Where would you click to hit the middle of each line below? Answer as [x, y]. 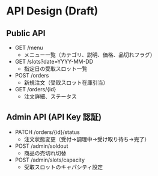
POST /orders [32, 75]
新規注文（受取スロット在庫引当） [66, 83]
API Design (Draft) [52, 11]
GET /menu [29, 47]
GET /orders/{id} [35, 89]
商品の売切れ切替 [45, 153]
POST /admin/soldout [41, 146]
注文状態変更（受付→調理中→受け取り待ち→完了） [87, 139]
